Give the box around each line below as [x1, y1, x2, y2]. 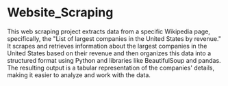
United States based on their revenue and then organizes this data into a [7, 49, 211, 57]
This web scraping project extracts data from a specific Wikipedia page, [7, 27, 211, 35]
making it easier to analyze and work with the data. [7, 70, 151, 79]
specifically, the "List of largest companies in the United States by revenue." [7, 34, 221, 42]
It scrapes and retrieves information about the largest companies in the [7, 42, 207, 50]
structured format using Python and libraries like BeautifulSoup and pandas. [7, 56, 221, 64]
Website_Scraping [7, 5, 114, 20]
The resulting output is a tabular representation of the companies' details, [7, 63, 214, 72]
